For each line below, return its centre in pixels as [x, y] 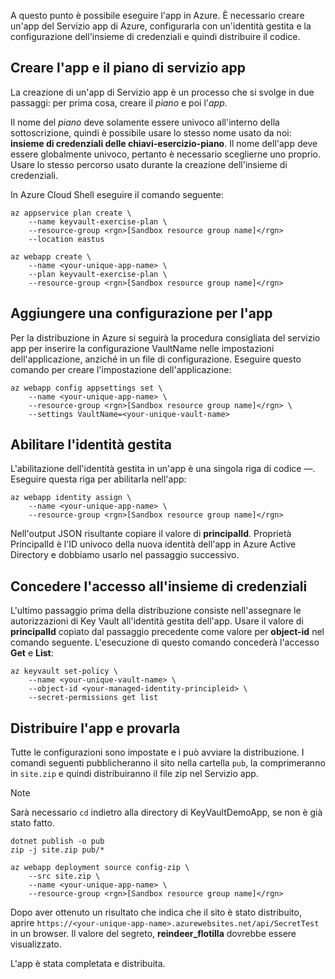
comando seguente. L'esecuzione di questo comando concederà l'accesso [165, 642]
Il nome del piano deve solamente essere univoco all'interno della [145, 122]
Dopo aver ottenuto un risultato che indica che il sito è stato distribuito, [156, 912]
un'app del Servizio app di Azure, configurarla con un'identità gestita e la [161, 26]
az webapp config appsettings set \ [86, 388]
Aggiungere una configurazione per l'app [141, 313]
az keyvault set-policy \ [64, 671]
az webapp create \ [51, 256]
